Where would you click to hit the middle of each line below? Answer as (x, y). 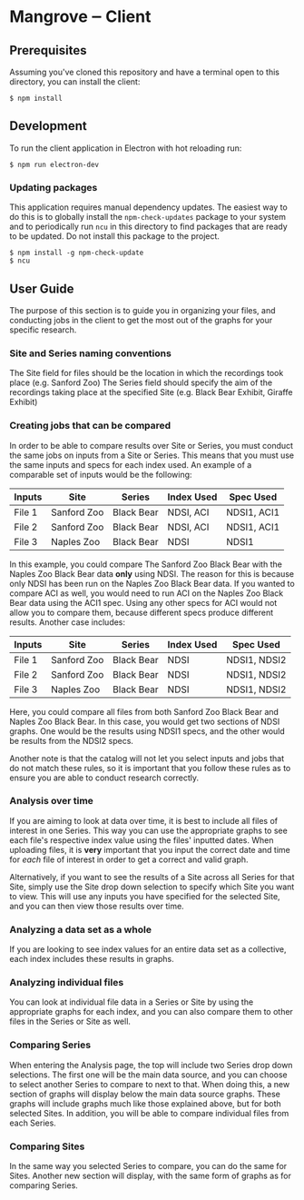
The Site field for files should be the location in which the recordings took (147, 373)
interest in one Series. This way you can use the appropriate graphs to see (148, 830)
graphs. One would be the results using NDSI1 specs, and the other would (147, 731)
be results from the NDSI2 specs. (72, 740)
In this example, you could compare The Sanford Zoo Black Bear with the (146, 564)
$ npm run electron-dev (54, 164)
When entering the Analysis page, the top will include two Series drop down (151, 1065)
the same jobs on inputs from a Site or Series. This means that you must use (152, 455)
